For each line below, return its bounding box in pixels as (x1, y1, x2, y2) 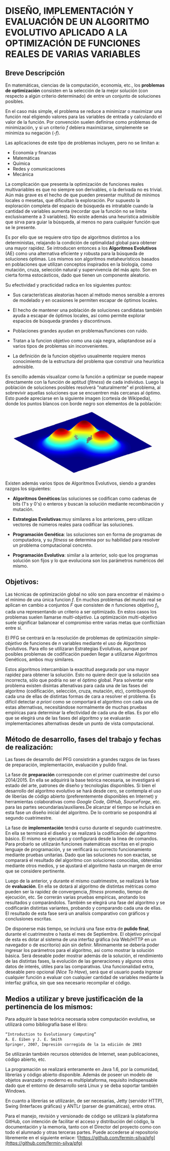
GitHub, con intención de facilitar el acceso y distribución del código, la (5, 1118, 155, 1125)
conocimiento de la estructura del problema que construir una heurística (12, 358, 164, 364)
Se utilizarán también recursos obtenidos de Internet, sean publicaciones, (5, 1051, 159, 1057)
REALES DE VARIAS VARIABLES (5, 48, 141, 60)
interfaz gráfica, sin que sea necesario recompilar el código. (5, 980, 131, 986)
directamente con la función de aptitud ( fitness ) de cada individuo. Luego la (5, 379, 164, 385)
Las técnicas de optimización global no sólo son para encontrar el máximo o (5, 591, 165, 597)
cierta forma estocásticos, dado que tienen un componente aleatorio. (5, 272, 150, 278)
